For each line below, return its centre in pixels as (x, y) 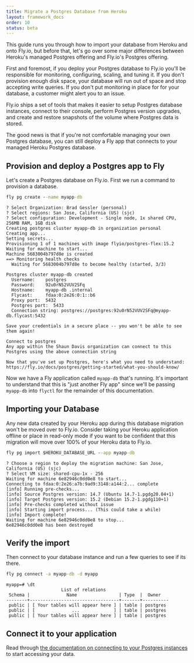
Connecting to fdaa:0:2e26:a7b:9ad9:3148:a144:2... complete (82, 484)
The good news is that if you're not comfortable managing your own (88, 135)
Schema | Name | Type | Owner (85, 595)
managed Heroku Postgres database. (51, 148)
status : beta (22, 28)
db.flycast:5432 (26, 316)
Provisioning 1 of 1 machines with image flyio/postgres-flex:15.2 (90, 244)
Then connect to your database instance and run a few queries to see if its (96, 557)
